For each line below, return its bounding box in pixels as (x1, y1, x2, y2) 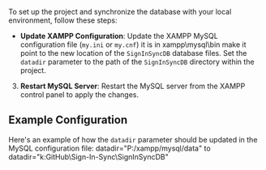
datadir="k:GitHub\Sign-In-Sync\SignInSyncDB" (8, 151, 169, 161)
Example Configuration (8, 113, 128, 127)
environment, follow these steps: (8, 15, 118, 25)
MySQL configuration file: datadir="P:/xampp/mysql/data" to (8, 143, 211, 153)
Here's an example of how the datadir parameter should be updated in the (8, 134, 258, 144)
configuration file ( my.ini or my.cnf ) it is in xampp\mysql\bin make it (19, 40, 247, 49)
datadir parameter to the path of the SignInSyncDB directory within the (19, 57, 255, 66)
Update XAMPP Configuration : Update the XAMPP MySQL (19, 32, 219, 40)
